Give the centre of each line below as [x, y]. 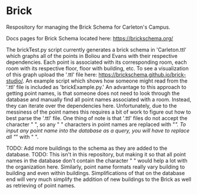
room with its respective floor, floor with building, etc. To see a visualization [98, 68]
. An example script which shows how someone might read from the [105, 81]
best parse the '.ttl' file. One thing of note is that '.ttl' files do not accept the [97, 118]
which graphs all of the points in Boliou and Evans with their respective [92, 56]
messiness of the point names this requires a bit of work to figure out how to [98, 112]
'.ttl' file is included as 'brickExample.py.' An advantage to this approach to [96, 87]
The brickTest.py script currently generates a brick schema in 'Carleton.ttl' [96, 49]
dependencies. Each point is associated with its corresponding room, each [96, 62]
